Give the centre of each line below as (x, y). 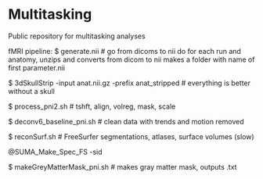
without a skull (31, 91)
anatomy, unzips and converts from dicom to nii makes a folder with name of (131, 59)
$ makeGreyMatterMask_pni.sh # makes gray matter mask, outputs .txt (122, 166)
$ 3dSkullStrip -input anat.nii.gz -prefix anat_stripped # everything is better (130, 83)
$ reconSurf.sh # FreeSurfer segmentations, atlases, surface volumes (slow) (131, 136)
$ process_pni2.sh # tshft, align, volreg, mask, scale (92, 106)
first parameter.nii (36, 67)
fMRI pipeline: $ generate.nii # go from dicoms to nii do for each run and (124, 51)
